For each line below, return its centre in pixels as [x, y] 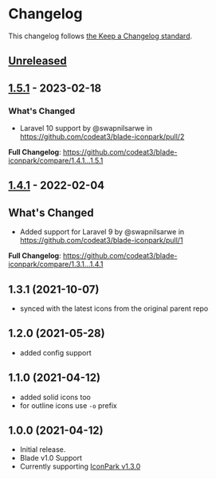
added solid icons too [55, 397]
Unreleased [38, 61]
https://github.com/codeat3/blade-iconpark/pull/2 [102, 137]
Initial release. [43, 450]
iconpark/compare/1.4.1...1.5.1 [56, 161]
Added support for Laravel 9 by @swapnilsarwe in [102, 232]
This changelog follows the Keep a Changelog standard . [100, 36]
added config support [55, 352]
